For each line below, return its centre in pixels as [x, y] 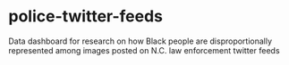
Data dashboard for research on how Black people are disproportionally [140, 41]
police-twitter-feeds [85, 16]
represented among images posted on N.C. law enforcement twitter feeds [144, 50]
